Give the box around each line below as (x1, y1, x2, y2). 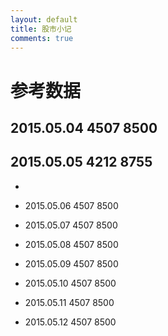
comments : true (10, 33, 74, 43)
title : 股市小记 (10, 24, 72, 34)
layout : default (10, 14, 78, 25)
